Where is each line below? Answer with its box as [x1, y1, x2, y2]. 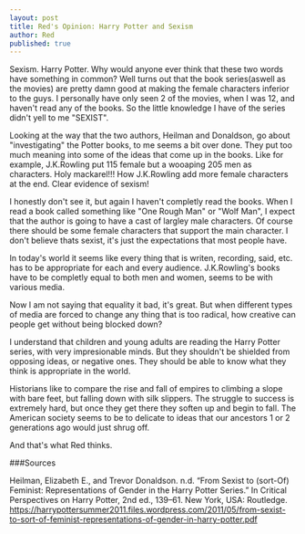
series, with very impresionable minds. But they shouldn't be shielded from [9, 346, 290, 357]
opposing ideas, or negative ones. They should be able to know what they [9, 356, 287, 367]
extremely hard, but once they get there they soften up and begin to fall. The [9, 403, 297, 414]
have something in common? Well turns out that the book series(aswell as [9, 74, 287, 85]
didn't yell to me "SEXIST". [9, 112, 109, 123]
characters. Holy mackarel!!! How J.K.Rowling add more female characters [9, 169, 289, 180]
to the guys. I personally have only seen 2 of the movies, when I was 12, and [9, 93, 296, 104]
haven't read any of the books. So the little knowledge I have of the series [9, 102, 286, 114]
